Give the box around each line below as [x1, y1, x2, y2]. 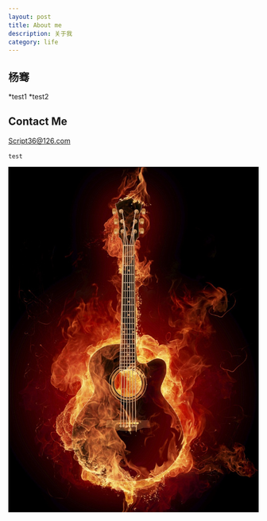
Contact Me [8, 115, 68, 129]
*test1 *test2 [8, 92, 49, 102]
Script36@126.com [8, 136, 71, 145]
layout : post [8, 13, 52, 21]
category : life [8, 38, 59, 46]
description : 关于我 [8, 29, 73, 37]
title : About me [8, 21, 62, 29]
